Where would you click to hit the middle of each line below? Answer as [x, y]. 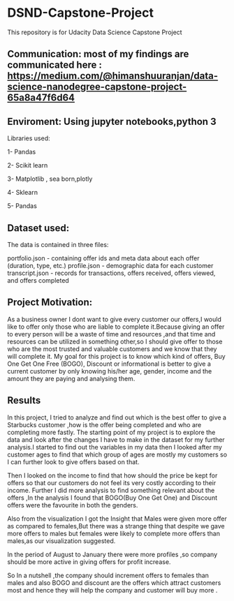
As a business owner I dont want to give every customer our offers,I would [114, 319]
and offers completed [38, 280]
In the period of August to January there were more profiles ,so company [112, 554]
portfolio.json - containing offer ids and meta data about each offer [103, 258]
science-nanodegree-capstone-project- [97, 87]
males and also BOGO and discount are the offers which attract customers [114, 583]
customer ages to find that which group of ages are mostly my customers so [117, 454]
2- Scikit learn [28, 165]
